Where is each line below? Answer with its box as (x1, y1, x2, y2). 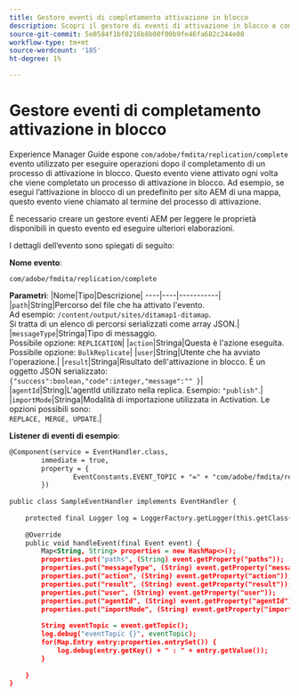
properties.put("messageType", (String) (41, 563, 193, 572)
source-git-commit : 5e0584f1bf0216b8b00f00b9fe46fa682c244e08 (9, 29, 245, 38)
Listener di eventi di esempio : (9, 430, 120, 441)
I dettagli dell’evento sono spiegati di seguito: (9, 239, 175, 250)
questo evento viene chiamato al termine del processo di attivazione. (9, 196, 262, 206)
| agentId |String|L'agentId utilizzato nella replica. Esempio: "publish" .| (9, 384, 264, 395)
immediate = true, (41, 456, 109, 465)
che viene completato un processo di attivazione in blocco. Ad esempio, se (9, 177, 285, 188)
